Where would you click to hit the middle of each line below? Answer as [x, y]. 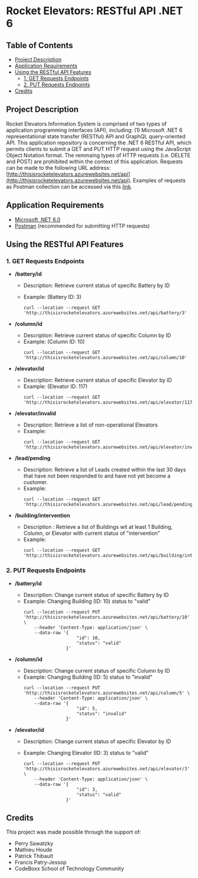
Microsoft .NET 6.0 [37, 220]
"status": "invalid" [101, 714]
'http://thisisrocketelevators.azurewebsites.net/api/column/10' [105, 358]
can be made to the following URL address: [58, 167]
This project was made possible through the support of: [74, 832]
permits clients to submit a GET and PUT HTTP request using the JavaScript [98, 149]
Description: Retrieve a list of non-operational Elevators [90, 425]
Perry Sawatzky [34, 844]
